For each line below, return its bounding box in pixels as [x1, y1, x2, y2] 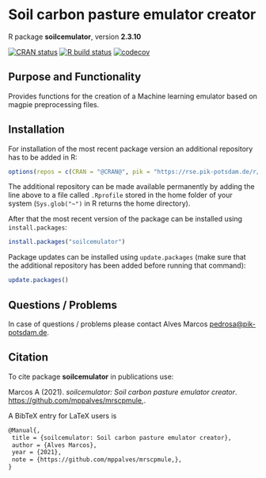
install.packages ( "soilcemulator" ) [8, 238, 126, 246]
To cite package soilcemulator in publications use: [8, 372, 174, 381]
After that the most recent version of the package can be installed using [8, 214, 243, 224]
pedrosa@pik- [209, 319, 256, 329]
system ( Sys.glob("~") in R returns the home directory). [8, 199, 191, 208]
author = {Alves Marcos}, [11, 441, 97, 449]
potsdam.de [8, 328, 47, 337]
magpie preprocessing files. [8, 99, 100, 109]
